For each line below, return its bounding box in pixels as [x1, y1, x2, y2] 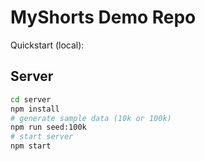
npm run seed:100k [10, 122, 87, 133]
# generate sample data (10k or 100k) [10, 113, 172, 123]
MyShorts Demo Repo [10, 6, 197, 29]
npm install [10, 104, 60, 114]
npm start [10, 141, 52, 151]
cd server [10, 94, 52, 105]
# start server [10, 132, 74, 142]
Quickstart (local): [10, 39, 85, 51]
